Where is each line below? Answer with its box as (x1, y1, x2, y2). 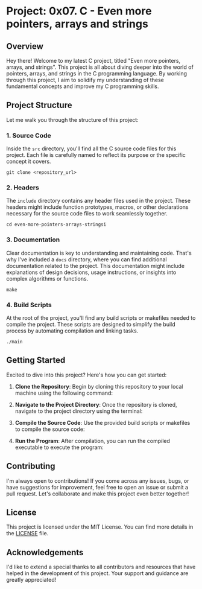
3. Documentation (6, 235, 60, 244)
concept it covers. (6, 158, 51, 165)
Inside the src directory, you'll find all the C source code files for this (6, 145, 177, 152)
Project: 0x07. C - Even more (6, 4, 152, 18)
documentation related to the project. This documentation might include (6, 262, 185, 269)
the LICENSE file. (6, 530, 49, 537)
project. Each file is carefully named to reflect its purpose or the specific (6, 151, 186, 159)
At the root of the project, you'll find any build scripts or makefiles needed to (6, 314, 196, 321)
